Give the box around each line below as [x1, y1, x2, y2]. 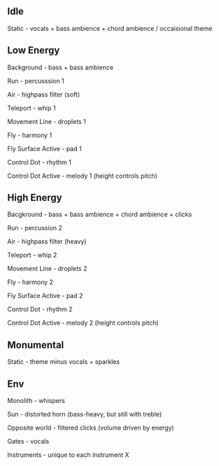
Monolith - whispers [7, 397, 65, 405]
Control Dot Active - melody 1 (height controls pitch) [7, 171, 157, 180]
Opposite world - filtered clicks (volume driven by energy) [7, 423, 174, 432]
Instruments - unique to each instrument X [7, 451, 129, 459]
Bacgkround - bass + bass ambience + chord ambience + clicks [7, 210, 192, 219]
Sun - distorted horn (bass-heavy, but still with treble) [7, 410, 162, 418]
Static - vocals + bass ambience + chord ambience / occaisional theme [7, 24, 213, 32]
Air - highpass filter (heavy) [7, 237, 87, 246]
